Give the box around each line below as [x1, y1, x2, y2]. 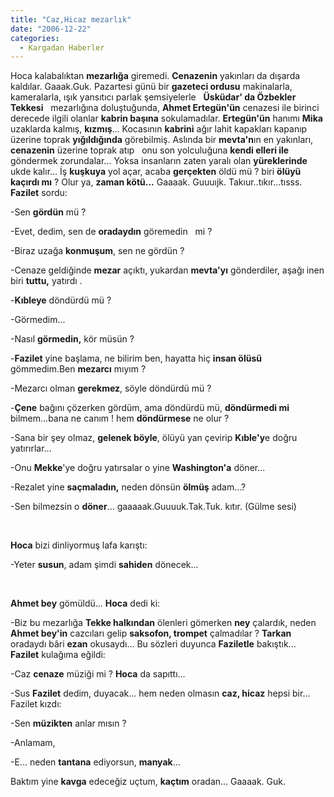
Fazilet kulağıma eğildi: [10, 649, 106, 661]
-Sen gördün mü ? [10, 206, 87, 218]
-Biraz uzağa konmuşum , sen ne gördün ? [10, 245, 185, 257]
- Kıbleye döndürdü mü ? [10, 294, 112, 306]
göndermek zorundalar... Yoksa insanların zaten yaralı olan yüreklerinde [10, 155, 308, 167]
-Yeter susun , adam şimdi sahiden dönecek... [10, 559, 199, 571]
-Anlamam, [10, 737, 56, 749]
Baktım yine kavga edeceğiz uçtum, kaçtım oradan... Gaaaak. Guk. [10, 776, 287, 788]
